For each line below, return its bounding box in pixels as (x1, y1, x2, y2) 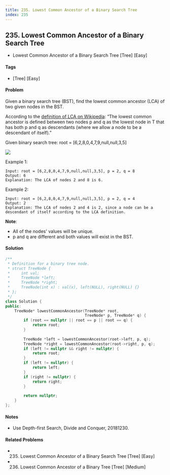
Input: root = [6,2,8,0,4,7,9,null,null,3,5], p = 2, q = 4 (5, 196, 135, 201)
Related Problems (5, 436, 44, 443)
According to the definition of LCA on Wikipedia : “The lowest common (5, 113, 152, 119)
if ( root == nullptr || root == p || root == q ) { (23, 318, 133, 323)
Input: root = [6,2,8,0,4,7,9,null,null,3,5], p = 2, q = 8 (5, 168, 135, 174)
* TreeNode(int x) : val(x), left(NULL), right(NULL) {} (7, 285, 140, 290)
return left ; (32, 365, 60, 370)
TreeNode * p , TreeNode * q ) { (84, 313, 146, 318)
